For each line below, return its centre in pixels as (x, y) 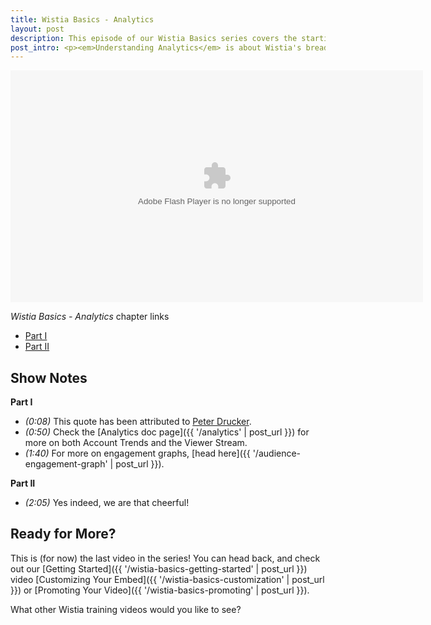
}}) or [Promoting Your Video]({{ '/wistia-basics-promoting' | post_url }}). (160, 590)
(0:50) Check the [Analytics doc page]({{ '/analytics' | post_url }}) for (167, 432)
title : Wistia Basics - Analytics (82, 19)
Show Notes (49, 377)
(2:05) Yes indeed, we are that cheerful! (107, 503)
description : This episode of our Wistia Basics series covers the (154, 38)
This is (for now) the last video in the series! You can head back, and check (165, 558)
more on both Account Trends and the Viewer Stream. (136, 443)
